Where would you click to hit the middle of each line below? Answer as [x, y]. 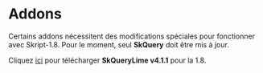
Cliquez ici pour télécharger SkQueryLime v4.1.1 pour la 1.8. [107, 60]
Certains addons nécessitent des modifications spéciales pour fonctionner [132, 36]
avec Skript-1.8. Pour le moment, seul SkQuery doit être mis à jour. [119, 44]
